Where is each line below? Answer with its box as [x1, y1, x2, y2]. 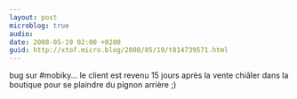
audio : [9, 29, 34, 38]
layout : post [9, 12, 58, 22]
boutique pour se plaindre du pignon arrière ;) [9, 80, 177, 90]
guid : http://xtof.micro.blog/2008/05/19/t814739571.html [9, 46, 229, 55]
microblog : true [9, 21, 69, 30]
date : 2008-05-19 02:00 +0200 [9, 37, 122, 47]
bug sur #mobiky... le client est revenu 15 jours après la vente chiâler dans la [9, 70, 289, 80]
